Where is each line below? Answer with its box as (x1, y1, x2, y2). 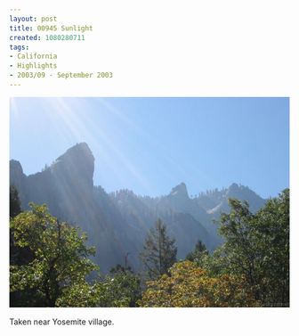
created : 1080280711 (9, 33, 86, 42)
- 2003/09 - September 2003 (9, 71, 114, 80)
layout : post (9, 14, 58, 23)
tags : (9, 43, 29, 52)
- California (9, 52, 58, 61)
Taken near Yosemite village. (9, 316, 115, 327)
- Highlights (9, 61, 58, 70)
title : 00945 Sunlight (9, 23, 93, 33)
